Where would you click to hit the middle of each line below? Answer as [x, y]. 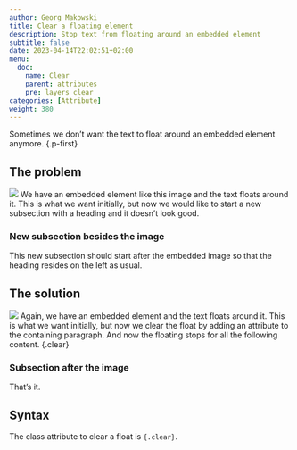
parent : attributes [62, 84]
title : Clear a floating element [71, 26]
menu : [19, 59]
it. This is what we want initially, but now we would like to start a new [135, 204]
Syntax [29, 415]
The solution [45, 293]
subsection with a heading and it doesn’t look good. [104, 213]
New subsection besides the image [87, 236]
